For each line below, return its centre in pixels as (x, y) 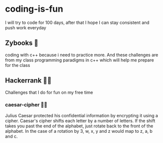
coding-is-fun (34, 9)
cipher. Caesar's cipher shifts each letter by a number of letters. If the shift (80, 121)
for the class (18, 65)
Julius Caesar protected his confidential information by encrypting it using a (81, 115)
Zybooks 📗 (22, 43)
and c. (12, 136)
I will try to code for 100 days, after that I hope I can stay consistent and (77, 22)
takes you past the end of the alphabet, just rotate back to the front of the (79, 126)
